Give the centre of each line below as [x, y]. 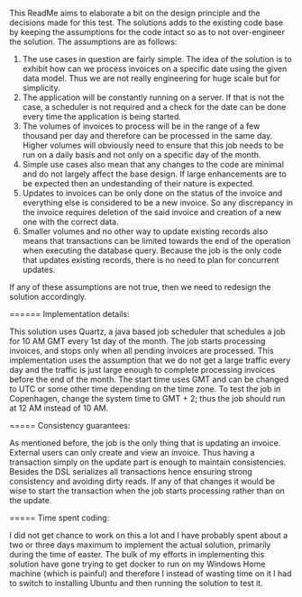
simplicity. [41, 88]
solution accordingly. [48, 297]
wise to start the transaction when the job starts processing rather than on [147, 491]
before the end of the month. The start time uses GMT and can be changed [149, 379]
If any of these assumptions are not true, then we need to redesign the [140, 287]
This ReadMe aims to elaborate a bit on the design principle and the [135, 13]
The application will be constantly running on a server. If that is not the [153, 97]
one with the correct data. [70, 222]
